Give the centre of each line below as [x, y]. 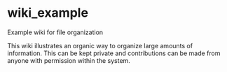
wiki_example [48, 13]
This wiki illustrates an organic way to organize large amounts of [100, 45]
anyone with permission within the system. [69, 60]
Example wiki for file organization [55, 32]
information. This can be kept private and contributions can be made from [114, 53]
